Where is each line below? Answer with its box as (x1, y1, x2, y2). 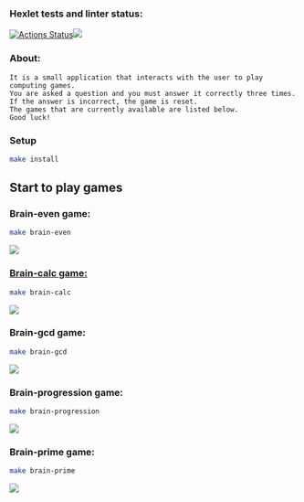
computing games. (9, 80, 76, 90)
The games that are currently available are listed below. (9, 104, 239, 114)
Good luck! (9, 112, 51, 122)
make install (9, 155, 59, 164)
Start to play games (9, 180, 123, 196)
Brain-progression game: (9, 386, 123, 399)
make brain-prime (9, 466, 76, 475)
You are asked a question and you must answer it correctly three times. (9, 89, 297, 98)
